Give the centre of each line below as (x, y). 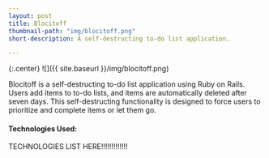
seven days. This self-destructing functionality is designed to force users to (134, 101)
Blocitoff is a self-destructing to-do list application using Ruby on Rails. (127, 84)
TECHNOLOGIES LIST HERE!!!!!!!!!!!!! (68, 147)
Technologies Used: (43, 128)
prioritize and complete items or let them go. (82, 110)
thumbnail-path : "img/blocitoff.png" (72, 31)
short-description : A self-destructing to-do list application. (119, 38)
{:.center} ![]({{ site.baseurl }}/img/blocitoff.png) (89, 69)
